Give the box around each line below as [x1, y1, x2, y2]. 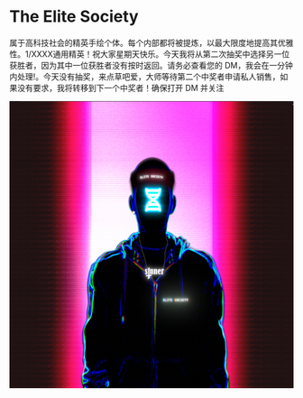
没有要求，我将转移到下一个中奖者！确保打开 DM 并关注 [16, 82, 225, 93]
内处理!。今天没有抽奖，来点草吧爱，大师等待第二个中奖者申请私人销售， [9, 70, 281, 82]
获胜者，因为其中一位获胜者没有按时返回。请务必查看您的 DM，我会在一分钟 [9, 60, 293, 70]
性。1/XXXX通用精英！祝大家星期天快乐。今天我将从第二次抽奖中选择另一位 [9, 48, 290, 60]
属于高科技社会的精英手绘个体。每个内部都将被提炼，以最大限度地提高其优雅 [9, 37, 294, 48]
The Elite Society [9, 6, 139, 27]
